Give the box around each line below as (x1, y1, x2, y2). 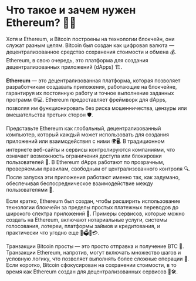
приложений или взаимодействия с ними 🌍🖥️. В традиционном (6, 138, 165, 145)
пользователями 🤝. (6, 186, 55, 193)
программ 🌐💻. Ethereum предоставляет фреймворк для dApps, (6, 96, 167, 103)
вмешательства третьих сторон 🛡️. (6, 111, 93, 118)
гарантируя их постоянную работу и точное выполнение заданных (6, 89, 174, 96)
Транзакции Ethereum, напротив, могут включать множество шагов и (6, 249, 181, 256)
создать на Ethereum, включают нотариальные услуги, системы (6, 216, 167, 223)
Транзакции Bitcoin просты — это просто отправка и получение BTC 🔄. (6, 242, 184, 250)
